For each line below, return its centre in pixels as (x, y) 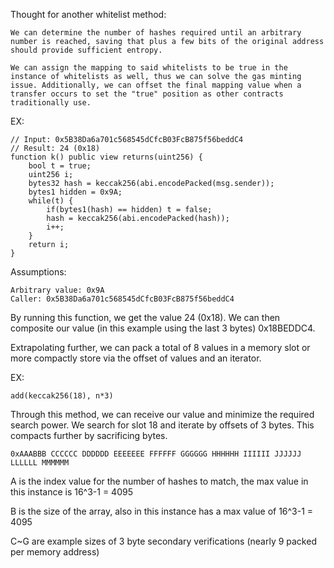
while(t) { (51, 201)
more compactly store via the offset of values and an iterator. (136, 358)
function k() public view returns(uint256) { (106, 157)
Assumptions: (38, 272)
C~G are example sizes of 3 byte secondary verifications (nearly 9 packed (163, 541)
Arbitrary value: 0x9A (57, 290)
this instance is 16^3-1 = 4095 (71, 492)
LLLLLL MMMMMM (40, 463)
